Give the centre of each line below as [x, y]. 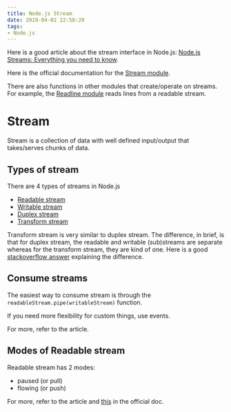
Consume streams [48, 279]
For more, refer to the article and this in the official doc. [86, 401]
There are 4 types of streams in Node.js [64, 186]
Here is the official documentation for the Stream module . [89, 73]
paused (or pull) [40, 380]
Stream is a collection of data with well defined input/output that [98, 141]
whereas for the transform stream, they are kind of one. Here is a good [108, 249]
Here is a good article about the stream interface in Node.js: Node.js [104, 52]
